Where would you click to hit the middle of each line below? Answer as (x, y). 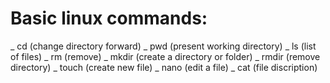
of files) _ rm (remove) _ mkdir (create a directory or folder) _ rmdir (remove (165, 56)
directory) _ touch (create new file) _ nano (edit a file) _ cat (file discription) (164, 67)
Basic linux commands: (109, 18)
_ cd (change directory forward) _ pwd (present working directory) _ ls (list (163, 46)
